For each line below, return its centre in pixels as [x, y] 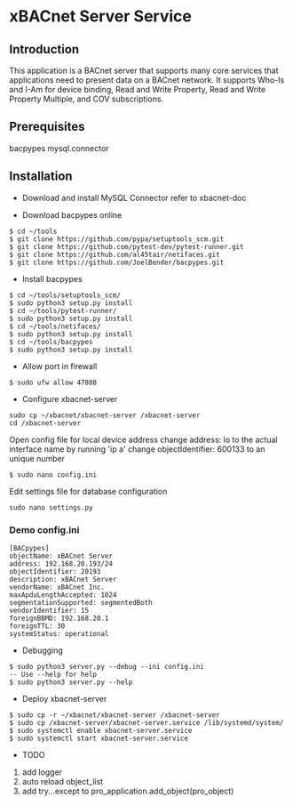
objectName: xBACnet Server [61, 556]
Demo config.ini [44, 529]
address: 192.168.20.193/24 [61, 563]
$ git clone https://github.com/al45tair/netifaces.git [115, 254]
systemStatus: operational [59, 633]
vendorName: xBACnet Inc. [57, 587]
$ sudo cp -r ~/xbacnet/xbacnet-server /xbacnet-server [115, 715]
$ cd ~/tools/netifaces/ [55, 326]
